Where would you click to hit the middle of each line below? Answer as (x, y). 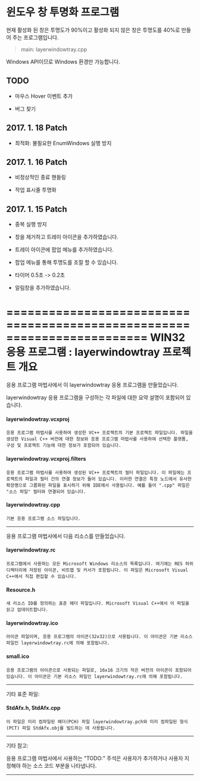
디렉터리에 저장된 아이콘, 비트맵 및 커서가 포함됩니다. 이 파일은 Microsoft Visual (97, 570)
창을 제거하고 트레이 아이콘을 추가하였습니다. (67, 237)
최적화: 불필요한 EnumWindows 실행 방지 (63, 143)
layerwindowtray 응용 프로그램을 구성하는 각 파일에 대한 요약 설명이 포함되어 (96, 397)
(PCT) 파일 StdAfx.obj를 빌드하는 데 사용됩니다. (61, 728)
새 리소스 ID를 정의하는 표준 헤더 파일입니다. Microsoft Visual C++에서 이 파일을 (98, 604)
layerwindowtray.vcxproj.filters (46, 458)
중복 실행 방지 (31, 224)
